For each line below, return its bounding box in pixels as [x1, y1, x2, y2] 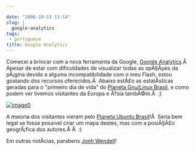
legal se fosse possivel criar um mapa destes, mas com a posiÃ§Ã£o [6, 120, 175, 126]
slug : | [6, 19, 26, 26]
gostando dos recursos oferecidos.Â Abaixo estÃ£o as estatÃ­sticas [6, 77, 174, 84]
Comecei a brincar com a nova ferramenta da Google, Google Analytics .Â [6, 58, 187, 65]
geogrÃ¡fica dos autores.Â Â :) [6, 126, 82, 133]
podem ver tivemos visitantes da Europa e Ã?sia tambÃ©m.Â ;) [6, 90, 162, 97]
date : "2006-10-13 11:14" [6, 14, 70, 20]
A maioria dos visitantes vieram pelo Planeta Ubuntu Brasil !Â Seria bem [6, 113, 183, 120]
